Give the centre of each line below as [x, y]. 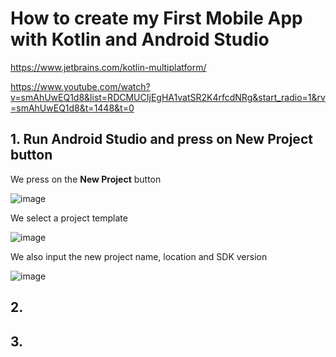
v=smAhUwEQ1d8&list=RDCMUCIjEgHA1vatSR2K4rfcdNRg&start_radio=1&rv [168, 97]
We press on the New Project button [86, 179]
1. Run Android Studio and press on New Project [161, 139]
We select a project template [69, 218]
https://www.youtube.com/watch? [80, 86]
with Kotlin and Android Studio [140, 39]
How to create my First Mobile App [156, 18]
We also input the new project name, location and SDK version [139, 256]
